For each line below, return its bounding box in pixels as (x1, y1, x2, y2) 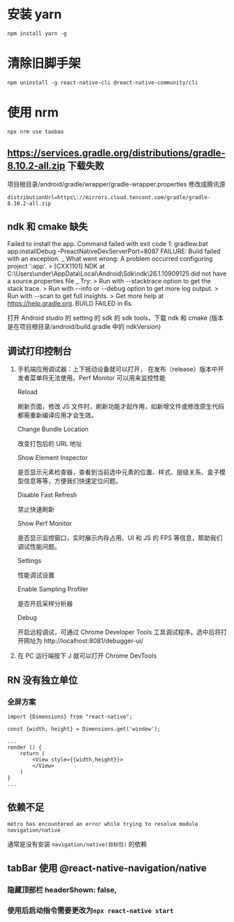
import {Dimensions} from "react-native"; (7, 713, 133, 720)
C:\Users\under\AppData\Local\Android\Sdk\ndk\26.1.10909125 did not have (7, 269, 227, 278)
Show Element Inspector (17, 454, 89, 462)
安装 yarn (7, 6, 62, 22)
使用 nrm (7, 104, 59, 121)
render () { (7, 744, 42, 751)
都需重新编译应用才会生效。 (17, 411, 98, 419)
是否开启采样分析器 (17, 599, 73, 608)
